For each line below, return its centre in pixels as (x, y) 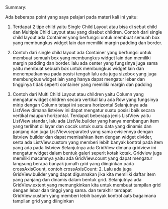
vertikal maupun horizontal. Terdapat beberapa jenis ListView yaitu (81, 116)
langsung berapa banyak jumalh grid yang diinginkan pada (73, 164)
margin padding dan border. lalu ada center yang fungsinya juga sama (85, 63)
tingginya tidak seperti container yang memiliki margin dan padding (82, 84)
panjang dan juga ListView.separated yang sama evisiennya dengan (83, 132)
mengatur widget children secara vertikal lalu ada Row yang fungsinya (85, 99)
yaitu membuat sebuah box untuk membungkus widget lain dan (78, 68)
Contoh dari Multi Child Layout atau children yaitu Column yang (78, 94)
